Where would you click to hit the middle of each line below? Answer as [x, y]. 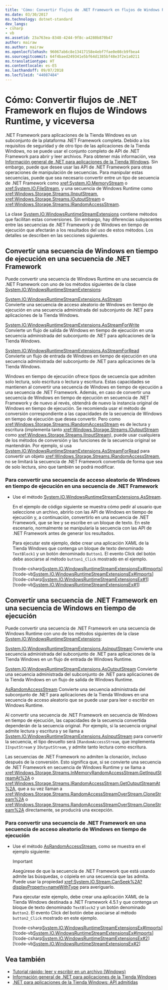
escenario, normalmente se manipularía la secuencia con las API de [82, 528]
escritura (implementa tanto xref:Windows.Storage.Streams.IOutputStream [82, 430]
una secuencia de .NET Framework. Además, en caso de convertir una [78, 392]
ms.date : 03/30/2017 [27, 15]
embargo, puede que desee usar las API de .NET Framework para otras [79, 167]
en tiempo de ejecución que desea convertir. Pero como [63, 419]
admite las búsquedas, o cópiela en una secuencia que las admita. [81, 876]
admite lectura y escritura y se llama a [44, 731]
